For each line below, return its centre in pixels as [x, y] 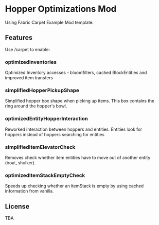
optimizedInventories [31, 62]
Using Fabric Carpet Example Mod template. [49, 22]
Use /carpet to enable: [27, 49]
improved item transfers [29, 78]
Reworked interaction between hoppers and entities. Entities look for [74, 129]
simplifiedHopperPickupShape [42, 90]
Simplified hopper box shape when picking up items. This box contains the [80, 101]
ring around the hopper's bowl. [36, 106]
